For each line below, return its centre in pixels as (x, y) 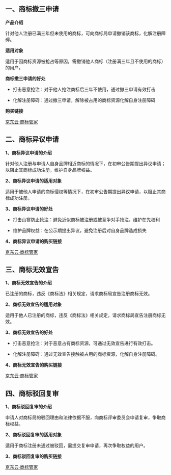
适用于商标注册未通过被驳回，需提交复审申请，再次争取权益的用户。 (77, 445)
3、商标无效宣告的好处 (29, 332)
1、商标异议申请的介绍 (29, 152)
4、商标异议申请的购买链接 (34, 241)
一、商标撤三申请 (32, 9)
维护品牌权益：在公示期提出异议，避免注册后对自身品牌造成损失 (79, 230)
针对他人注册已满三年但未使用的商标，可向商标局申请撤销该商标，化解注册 (83, 33)
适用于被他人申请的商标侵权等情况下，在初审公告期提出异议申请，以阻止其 (83, 191)
